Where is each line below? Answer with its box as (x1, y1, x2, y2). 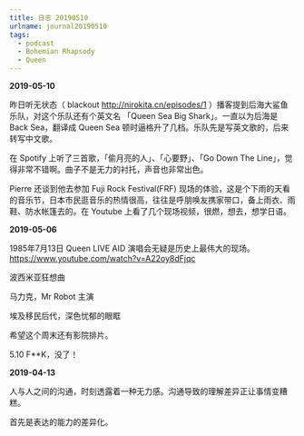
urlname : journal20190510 (9, 22, 107, 31)
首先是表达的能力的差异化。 (9, 417, 113, 427)
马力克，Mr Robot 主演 (9, 292, 94, 302)
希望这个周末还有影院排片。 (9, 330, 113, 341)
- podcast (17, 38, 54, 48)
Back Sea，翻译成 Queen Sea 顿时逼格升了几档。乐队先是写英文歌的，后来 (9, 122, 289, 133)
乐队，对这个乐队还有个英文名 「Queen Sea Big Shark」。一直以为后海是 (9, 111, 279, 121)
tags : (9, 30, 30, 39)
